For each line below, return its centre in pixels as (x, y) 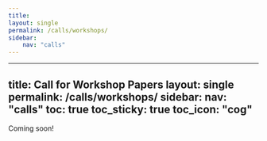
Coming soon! (31, 128)
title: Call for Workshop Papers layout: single (121, 84)
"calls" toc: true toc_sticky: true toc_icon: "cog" (130, 109)
